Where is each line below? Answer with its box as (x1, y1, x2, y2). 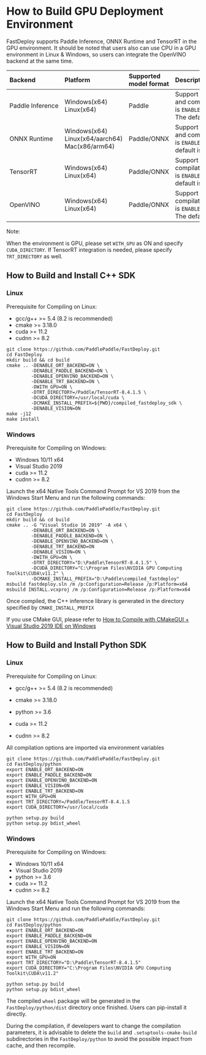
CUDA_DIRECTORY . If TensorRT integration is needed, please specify (6, 246, 173, 253)
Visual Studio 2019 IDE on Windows (6, 622, 96, 629)
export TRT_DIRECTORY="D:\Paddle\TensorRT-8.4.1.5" (6, 959, 141, 965)
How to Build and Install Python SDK (6, 640, 147, 650)
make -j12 (6, 410, 32, 417)
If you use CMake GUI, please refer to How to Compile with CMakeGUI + (6, 615, 189, 623)
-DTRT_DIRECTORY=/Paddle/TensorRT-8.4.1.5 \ (31, 389, 147, 395)
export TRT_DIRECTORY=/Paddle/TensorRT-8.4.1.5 (6, 798, 131, 805)
